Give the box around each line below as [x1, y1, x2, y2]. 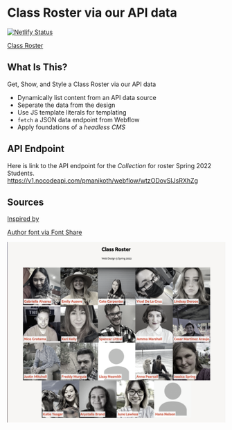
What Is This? [7, 61, 68, 74]
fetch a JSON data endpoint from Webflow [17, 115, 140, 124]
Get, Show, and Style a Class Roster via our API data [7, 80, 157, 88]
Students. [7, 169, 35, 177]
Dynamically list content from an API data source [17, 93, 157, 101]
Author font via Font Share [7, 228, 82, 237]
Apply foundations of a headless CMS [17, 123, 126, 131]
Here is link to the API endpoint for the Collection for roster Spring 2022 [7, 161, 212, 169]
